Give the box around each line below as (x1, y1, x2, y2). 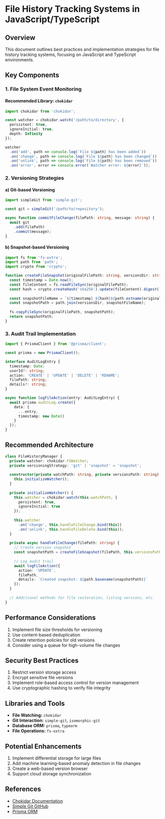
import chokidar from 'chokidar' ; (5, 109, 76, 114)
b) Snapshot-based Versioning (5, 244, 70, 250)
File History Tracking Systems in (5, 3, 140, 15)
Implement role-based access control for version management (12, 680, 139, 686)
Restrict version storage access (12, 669, 77, 675)
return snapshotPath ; (9, 314, 54, 319)
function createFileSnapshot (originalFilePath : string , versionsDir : (5, 273, 151, 278)
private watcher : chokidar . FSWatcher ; (9, 458, 89, 463)
